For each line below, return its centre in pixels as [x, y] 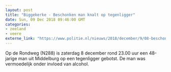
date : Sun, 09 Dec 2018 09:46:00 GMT [45, 19]
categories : [18, 24]
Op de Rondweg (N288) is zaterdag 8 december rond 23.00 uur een [77, 53]
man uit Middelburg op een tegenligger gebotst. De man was [82, 58]
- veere [13, 34]
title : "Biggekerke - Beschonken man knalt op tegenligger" [70, 15]
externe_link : [20, 39]
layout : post [19, 10]
